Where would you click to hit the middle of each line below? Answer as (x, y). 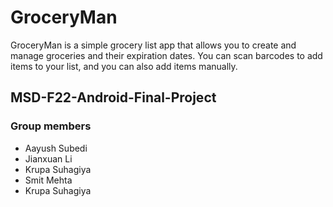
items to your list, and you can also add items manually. (124, 66)
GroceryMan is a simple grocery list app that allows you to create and (153, 45)
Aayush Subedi (56, 148)
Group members (51, 126)
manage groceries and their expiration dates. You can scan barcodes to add (166, 55)
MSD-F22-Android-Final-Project (113, 97)
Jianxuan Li (48, 158)
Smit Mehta (48, 180)
